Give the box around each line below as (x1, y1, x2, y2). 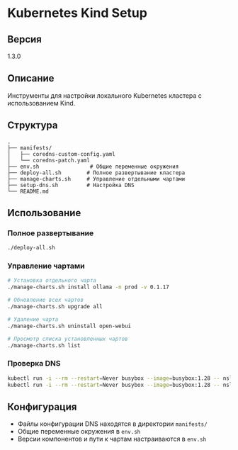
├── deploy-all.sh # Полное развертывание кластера (7, 169, 186, 176)
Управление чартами (7, 261, 85, 271)
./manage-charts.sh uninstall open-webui (7, 322, 132, 330)
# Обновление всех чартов (7, 296, 84, 304)
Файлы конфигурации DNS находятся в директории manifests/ (17, 420, 208, 428)
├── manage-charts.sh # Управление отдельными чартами (7, 175, 186, 182)
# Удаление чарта (7, 315, 59, 323)
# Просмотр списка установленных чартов (7, 335, 129, 342)
